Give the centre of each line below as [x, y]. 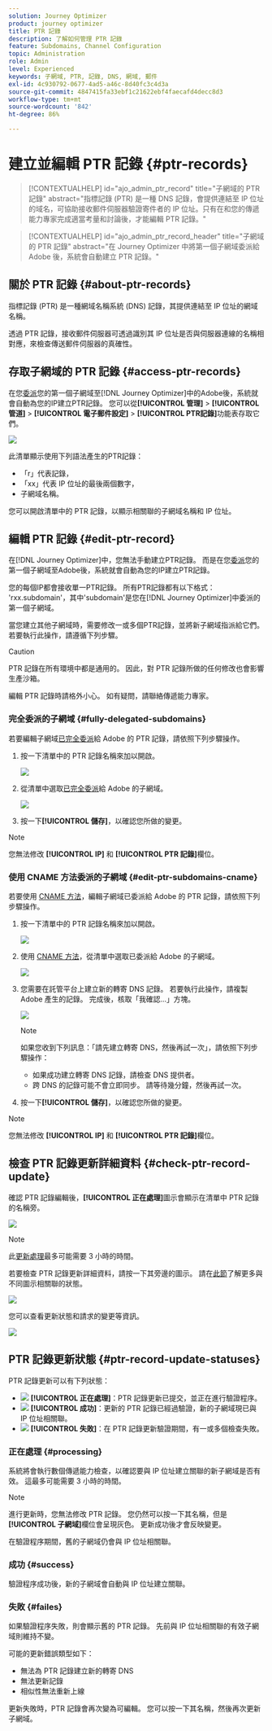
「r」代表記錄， [47, 473]
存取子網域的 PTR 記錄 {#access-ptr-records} [125, 372]
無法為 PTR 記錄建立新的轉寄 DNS [77, 1671]
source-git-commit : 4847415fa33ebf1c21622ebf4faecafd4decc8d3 [116, 92]
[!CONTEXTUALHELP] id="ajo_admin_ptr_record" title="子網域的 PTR [144, 188]
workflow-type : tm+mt [45, 99]
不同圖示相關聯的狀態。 [47, 1283]
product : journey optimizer [56, 24]
